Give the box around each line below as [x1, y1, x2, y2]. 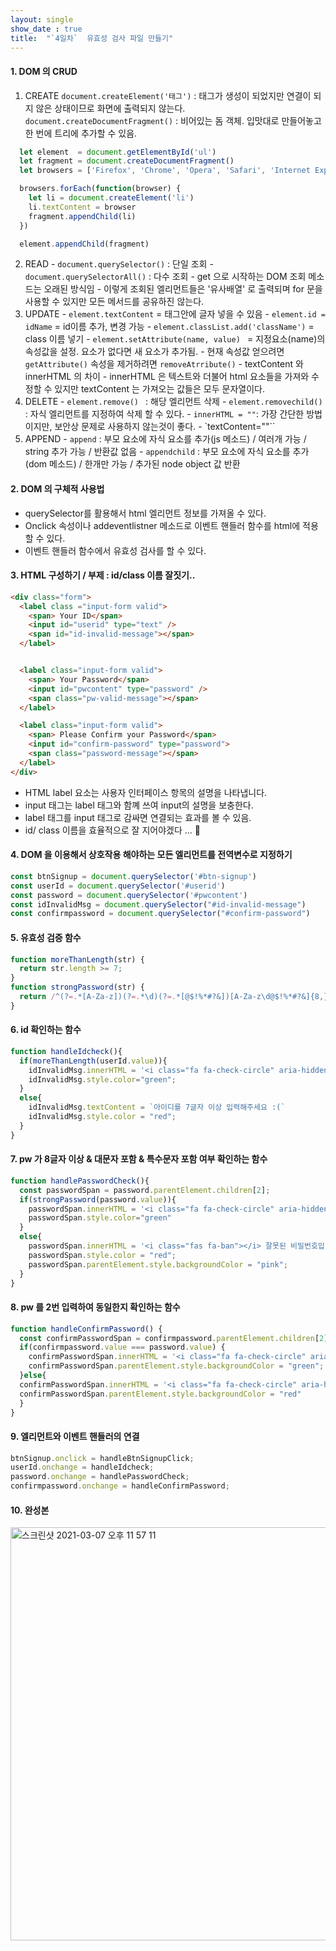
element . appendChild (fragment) [19, 239, 150, 249]
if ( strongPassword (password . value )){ [19, 1194, 177, 1205]
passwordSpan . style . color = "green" [28, 1213, 172, 1223]
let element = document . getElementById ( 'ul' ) [19, 147, 217, 157]
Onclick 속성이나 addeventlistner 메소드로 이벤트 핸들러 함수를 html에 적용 [24, 519, 319, 531]
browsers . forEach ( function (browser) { [19, 184, 182, 194]
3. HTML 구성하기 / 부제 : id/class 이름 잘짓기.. [10, 569, 196, 581]
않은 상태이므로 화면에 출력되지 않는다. [35, 102, 186, 114]
